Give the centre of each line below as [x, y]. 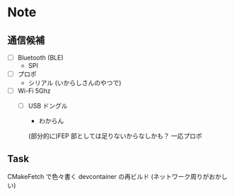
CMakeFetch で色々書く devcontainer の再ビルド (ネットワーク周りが [109, 177]
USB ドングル [48, 106]
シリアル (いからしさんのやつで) [75, 83]
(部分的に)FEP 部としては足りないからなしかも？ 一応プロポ [115, 136]
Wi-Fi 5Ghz [34, 91]
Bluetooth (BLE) [40, 58]
